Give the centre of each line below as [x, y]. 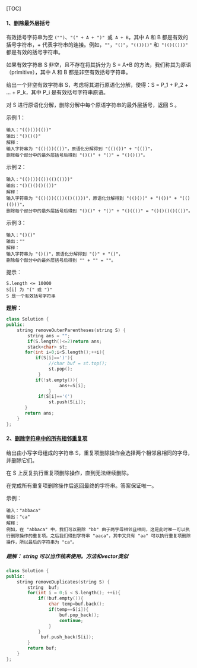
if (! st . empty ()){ [57, 380]
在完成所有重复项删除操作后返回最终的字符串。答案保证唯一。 [82, 485]
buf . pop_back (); [79, 615]
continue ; [71, 620]
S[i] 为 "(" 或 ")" [29, 290]
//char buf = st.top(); [78, 363]
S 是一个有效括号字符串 [31, 296]
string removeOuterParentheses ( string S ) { [72, 330]
